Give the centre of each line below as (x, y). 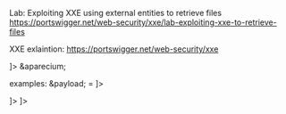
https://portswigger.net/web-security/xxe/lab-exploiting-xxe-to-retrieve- (143, 22)
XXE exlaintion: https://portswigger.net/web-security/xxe (114, 49)
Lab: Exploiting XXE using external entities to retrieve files (115, 13)
